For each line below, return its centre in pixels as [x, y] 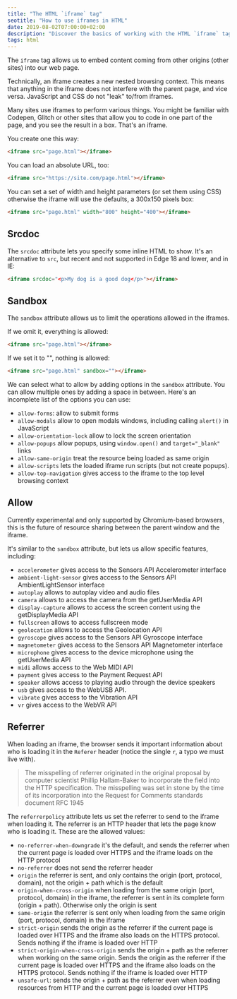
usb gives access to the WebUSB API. [72, 690]
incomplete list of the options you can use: [69, 399]
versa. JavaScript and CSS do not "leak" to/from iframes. [90, 97]
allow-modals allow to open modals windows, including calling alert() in [123, 420]
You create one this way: [43, 139]
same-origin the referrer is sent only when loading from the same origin [121, 912]
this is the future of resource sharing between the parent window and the [114, 527]
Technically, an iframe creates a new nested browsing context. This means [116, 81]
